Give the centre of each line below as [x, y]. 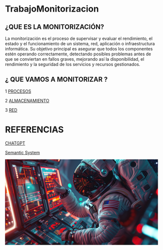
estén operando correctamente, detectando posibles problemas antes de [78, 54]
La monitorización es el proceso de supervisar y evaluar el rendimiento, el [79, 38]
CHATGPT [15, 143]
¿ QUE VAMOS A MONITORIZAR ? [56, 79]
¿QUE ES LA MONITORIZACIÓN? [55, 27]
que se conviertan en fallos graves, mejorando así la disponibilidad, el [75, 59]
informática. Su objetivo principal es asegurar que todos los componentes [79, 49]
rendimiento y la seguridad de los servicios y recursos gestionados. [73, 64]
